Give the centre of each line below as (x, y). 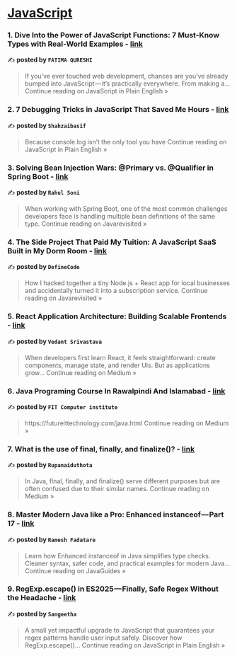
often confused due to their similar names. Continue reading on (117, 489)
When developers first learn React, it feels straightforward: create (120, 357)
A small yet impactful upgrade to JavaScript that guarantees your (120, 630)
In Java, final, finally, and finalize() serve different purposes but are (122, 481)
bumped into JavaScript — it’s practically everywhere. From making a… (127, 84)
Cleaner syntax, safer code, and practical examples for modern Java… (127, 563)
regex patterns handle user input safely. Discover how (103, 638)
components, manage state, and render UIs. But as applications (117, 365)
